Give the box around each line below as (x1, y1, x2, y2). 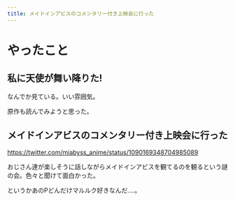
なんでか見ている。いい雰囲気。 (7, 92, 99, 100)
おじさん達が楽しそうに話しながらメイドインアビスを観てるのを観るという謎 (7, 163, 228, 171)
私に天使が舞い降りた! (7, 73, 103, 84)
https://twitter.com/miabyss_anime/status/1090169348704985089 (7, 148, 199, 157)
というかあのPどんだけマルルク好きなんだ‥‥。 (7, 186, 141, 195)
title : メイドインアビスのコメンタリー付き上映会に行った (7, 10, 155, 17)
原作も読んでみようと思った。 (7, 107, 93, 115)
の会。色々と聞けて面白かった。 (7, 172, 99, 180)
